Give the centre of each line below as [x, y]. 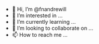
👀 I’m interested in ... [37, 15]
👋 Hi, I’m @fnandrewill [39, 9]
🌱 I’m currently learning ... [44, 22]
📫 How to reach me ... [40, 35]
